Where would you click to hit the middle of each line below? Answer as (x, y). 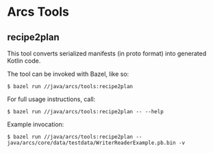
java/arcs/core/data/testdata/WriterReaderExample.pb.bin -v (96, 143)
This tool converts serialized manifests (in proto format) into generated (107, 53)
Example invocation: (36, 124)
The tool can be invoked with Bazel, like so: (68, 74)
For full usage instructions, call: (51, 99)
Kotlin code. (24, 61)
